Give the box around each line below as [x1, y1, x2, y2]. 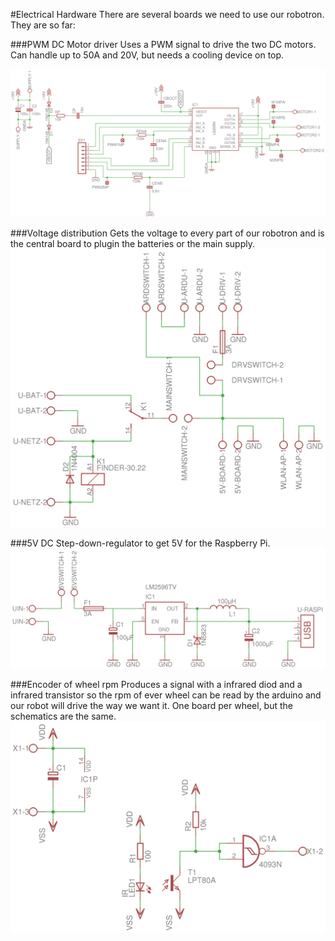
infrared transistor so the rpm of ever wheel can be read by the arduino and [10, 689, 322, 701]
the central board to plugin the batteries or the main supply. [10, 238, 255, 250]
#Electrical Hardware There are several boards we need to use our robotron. [10, 9, 325, 20]
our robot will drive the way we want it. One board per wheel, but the [10, 700, 293, 712]
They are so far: [10, 19, 76, 31]
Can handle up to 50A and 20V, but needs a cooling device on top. [10, 49, 285, 61]
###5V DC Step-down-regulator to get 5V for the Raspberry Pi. [10, 537, 271, 549]
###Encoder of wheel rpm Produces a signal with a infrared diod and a [10, 679, 303, 691]
